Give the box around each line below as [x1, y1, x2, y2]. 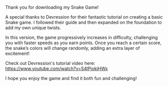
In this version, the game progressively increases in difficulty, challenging [5, 35, 158, 40]
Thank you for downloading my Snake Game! [5, 5, 99, 10]
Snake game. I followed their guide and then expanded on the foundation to [5, 20, 162, 25]
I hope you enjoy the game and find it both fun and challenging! [5, 75, 137, 81]
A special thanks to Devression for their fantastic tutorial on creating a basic [5, 14, 163, 20]
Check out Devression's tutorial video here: [5, 60, 95, 66]
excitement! [5, 50, 30, 56]
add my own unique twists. [5, 25, 62, 31]
